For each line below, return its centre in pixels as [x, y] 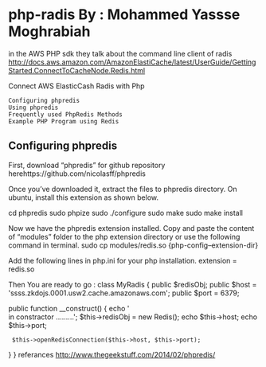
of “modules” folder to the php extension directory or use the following [124, 236]
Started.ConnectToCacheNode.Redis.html [77, 70]
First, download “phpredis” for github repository [87, 165]
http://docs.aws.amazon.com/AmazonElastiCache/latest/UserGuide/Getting [132, 62]
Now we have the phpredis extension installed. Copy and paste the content [131, 228]
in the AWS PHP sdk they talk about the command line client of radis [120, 53]
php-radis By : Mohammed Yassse [124, 15]
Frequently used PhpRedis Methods [66, 114]
